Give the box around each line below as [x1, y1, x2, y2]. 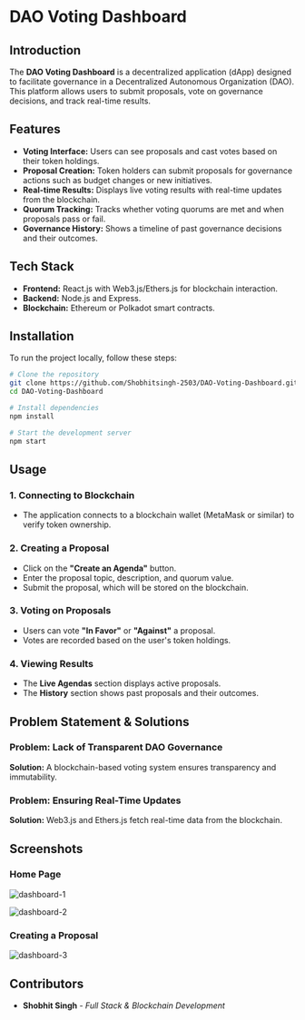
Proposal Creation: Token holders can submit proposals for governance [22, 165, 293, 176]
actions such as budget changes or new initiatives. [22, 174, 213, 185]
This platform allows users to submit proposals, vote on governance [9, 86, 263, 96]
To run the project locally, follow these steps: [9, 352, 177, 364]
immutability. [9, 771, 57, 782]
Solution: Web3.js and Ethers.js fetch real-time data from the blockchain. [9, 815, 283, 826]
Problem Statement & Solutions [9, 714, 190, 730]
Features [9, 122, 61, 137]
